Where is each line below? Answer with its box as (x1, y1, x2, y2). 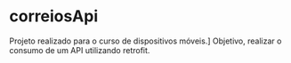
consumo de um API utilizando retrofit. (9, 44, 150, 55)
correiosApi (9, 6, 99, 27)
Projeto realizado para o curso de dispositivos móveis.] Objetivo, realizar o (9, 35, 282, 46)
